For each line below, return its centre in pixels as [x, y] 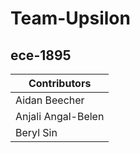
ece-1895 [41, 55]
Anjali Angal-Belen [60, 116]
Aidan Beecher [50, 100]
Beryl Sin [36, 132]
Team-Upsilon [70, 18]
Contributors [60, 83]
